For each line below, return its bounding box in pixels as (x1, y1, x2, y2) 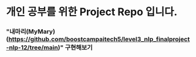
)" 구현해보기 (58, 44, 93, 52)
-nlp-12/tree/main (6, 44, 59, 52)
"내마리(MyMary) (6, 27, 56, 35)
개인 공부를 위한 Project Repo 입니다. (6, 5, 178, 19)
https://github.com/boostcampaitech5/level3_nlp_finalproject (8, 35, 190, 44)
